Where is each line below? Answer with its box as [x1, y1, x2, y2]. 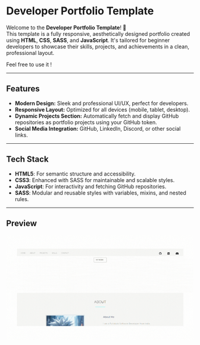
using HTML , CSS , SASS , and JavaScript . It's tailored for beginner [6, 36, 170, 44]
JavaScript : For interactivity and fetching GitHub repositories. [14, 183, 167, 190]
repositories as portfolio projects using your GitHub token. [14, 118, 157, 126]
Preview [6, 218, 37, 228]
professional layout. [6, 49, 55, 56]
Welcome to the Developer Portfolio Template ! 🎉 [6, 24, 127, 31]
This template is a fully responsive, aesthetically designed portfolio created [6, 30, 190, 37]
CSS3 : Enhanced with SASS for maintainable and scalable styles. [14, 176, 175, 183]
